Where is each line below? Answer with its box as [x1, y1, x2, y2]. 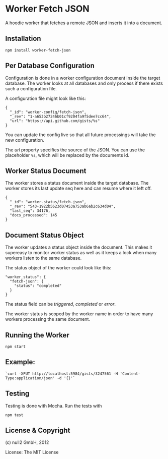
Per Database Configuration [5, 62, 95, 70]
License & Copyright [5, 426, 70, 435]
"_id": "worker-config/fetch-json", [10, 109, 87, 114]
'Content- [120, 371, 141, 376]
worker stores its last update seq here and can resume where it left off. [5, 185, 152, 192]
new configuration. [5, 137, 44, 143]
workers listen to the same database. [5, 255, 82, 261]
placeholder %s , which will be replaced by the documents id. [5, 152, 130, 158]
